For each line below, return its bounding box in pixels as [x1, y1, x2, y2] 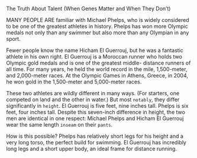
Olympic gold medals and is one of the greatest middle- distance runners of [6, 59, 191, 66]
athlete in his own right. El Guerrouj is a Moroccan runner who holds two [6, 53, 182, 60]
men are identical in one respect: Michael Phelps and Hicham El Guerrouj [6, 115, 184, 122]
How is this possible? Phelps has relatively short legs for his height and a [6, 133, 183, 140]
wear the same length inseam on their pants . [6, 121, 113, 128]
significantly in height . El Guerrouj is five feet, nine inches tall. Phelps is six [6, 102, 189, 109]
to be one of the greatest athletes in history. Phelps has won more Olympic [6, 23, 188, 30]
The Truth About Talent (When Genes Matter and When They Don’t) [6, 5, 171, 12]
